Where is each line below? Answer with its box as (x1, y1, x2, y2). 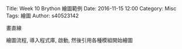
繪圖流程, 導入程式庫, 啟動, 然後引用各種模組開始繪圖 (6, 37, 133, 43)
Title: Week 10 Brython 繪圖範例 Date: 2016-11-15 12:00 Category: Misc (6, 5, 177, 12)
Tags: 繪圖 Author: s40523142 (6, 12, 79, 19)
